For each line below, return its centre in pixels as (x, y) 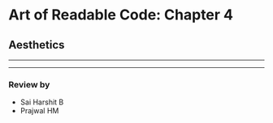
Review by (29, 84)
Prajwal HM (39, 111)
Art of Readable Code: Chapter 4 (121, 15)
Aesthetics (37, 45)
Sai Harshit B (42, 102)
